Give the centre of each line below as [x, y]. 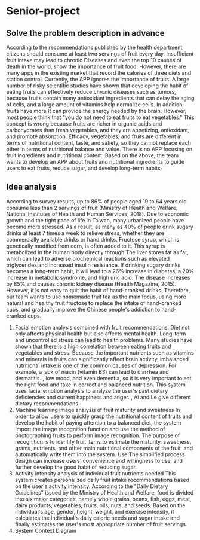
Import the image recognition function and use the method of [90, 429]
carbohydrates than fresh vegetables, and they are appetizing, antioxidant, [98, 130]
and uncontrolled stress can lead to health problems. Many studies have [104, 340]
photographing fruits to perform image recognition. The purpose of [97, 435]
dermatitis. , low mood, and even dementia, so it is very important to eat [103, 378]
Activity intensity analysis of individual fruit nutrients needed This [95, 473]
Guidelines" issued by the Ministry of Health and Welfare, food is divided [104, 492]
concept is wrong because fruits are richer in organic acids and [84, 123]
